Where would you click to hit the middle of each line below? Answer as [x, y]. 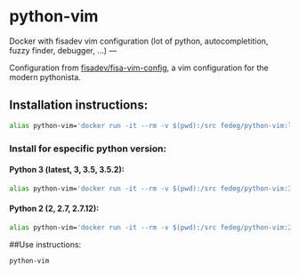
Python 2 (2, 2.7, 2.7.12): [54, 209]
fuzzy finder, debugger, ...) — [63, 50]
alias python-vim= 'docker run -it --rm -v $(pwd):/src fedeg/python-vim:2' [153, 227]
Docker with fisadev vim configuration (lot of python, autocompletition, [139, 41]
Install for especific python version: [88, 149]
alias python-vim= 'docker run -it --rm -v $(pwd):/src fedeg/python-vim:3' [153, 189]
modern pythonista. [45, 77]
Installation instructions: [79, 105]
